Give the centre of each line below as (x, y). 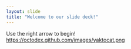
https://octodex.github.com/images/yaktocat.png (65, 40)
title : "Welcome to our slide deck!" (52, 17)
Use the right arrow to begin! (41, 33)
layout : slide (23, 11)
